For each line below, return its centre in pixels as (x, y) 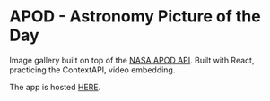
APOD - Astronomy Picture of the (135, 17)
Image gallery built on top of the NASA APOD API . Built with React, (132, 60)
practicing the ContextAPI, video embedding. (92, 70)
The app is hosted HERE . (55, 87)
